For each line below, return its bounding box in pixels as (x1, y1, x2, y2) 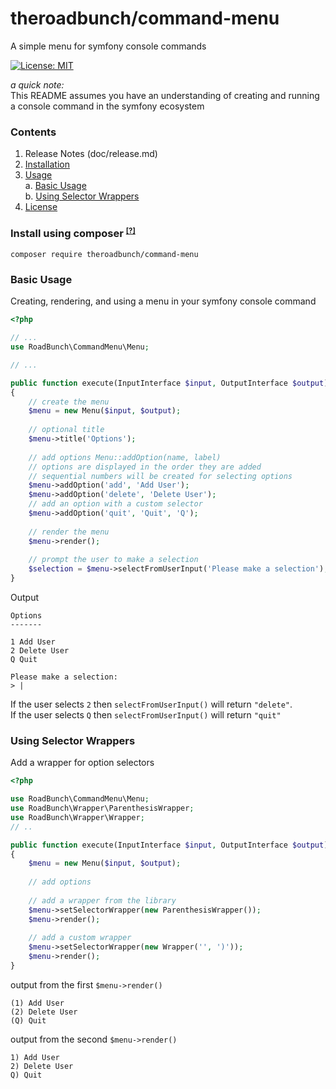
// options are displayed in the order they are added (28, 462, 262, 472)
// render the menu (28, 527, 110, 537)
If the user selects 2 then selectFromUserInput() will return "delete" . (10, 698, 293, 711)
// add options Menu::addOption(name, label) (28, 452, 222, 462)
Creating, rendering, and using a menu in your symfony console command (10, 295, 317, 307)
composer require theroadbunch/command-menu (10, 249, 199, 259)
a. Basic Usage (24, 180, 87, 192)
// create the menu (28, 397, 110, 407)
